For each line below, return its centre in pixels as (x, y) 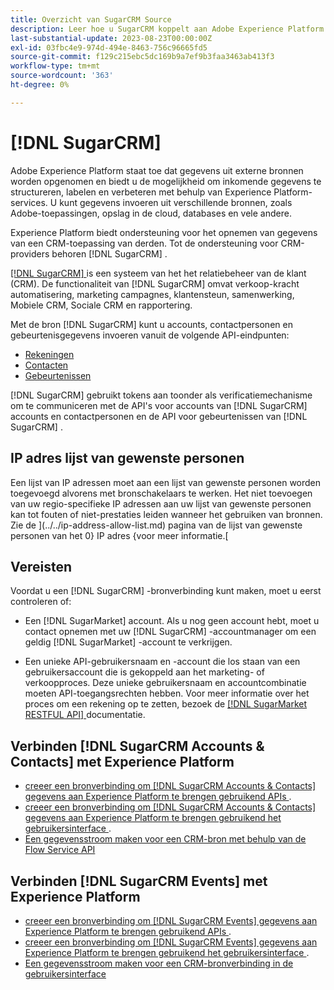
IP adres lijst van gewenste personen (127, 458)
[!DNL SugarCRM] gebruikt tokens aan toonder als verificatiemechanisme (161, 395)
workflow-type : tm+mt (55, 66)
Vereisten (41, 566)
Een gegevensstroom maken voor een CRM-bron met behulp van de (165, 839)
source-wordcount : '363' (62, 76)
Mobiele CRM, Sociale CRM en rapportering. (101, 305)
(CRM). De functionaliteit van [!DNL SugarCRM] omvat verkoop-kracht (155, 283)
